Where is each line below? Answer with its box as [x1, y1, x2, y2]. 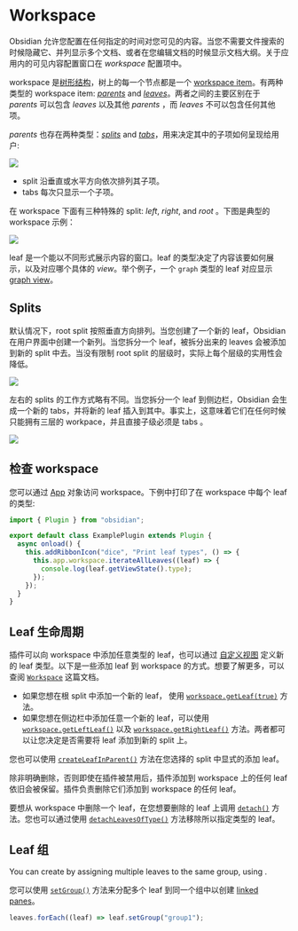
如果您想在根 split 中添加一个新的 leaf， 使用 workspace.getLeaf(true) [21, 690, 278, 701]
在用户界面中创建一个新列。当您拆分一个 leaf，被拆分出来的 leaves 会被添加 [9, 336, 286, 347]
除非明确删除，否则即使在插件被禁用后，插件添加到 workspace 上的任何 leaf [9, 773, 288, 784]
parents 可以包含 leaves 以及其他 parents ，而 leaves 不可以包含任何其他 [9, 99, 277, 109]
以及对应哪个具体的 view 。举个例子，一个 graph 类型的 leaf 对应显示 [24, 263, 273, 273]
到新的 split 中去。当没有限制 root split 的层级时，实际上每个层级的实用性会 [9, 347, 283, 358]
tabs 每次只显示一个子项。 [21, 186, 119, 197]
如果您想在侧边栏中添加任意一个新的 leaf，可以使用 [21, 713, 210, 723]
